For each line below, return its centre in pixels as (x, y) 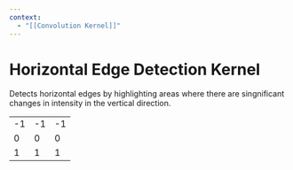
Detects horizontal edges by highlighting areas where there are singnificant (147, 94)
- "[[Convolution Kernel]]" (69, 26)
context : (25, 17)
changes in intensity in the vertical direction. (90, 104)
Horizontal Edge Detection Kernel (135, 70)
